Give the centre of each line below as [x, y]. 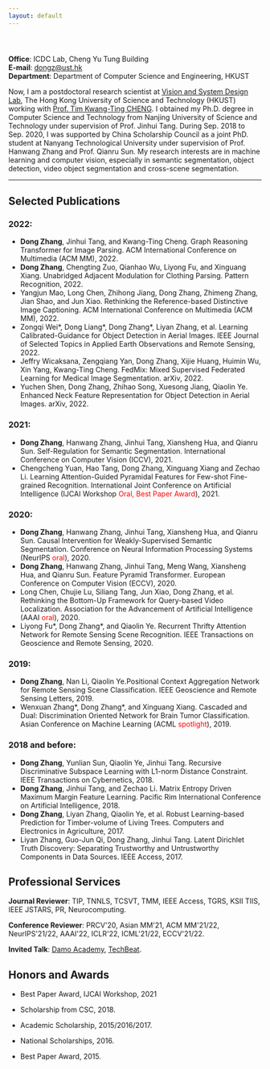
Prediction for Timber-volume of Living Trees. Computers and [122, 822]
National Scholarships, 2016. [67, 1041]
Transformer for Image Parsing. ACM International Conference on [128, 250]
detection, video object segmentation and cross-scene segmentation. [124, 168]
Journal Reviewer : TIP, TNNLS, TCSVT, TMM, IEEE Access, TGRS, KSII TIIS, [134, 901]
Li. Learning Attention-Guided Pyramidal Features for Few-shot [124, 476]
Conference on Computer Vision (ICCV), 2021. [96, 459]
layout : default [35, 16]
